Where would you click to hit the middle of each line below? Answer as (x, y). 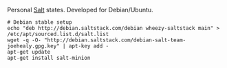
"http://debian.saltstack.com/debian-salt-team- (115, 40)
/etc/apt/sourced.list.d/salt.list (58, 34)
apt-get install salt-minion (49, 58)
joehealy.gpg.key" (33, 46)
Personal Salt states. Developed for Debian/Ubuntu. (80, 10)
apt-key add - (89, 46)
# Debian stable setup (40, 22)
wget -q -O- (24, 40)
